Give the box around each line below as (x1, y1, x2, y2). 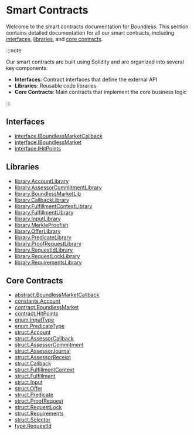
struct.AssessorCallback (14, 335, 74, 342)
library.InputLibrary (14, 215, 61, 222)
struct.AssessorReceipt (14, 354, 72, 361)
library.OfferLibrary (14, 227, 61, 235)
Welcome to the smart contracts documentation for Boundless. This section (6, 23, 189, 30)
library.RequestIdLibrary (14, 246, 73, 253)
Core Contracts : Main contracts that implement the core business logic (14, 88, 187, 95)
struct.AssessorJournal (14, 347, 71, 354)
